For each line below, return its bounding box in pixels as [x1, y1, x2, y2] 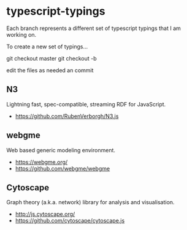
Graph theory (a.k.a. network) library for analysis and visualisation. [6, 199, 175, 206]
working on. [6, 31, 37, 38]
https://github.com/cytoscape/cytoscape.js [15, 217, 125, 224]
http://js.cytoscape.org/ [15, 210, 75, 218]
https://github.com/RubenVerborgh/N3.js [15, 112, 119, 120]
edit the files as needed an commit [6, 66, 94, 74]
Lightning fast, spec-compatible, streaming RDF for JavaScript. [6, 100, 166, 108]
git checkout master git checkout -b [6, 54, 97, 62]
